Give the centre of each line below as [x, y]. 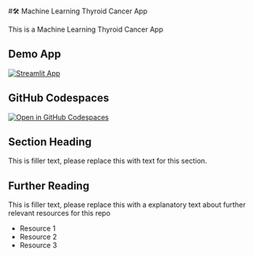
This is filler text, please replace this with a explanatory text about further [127, 205]
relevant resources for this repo [59, 213]
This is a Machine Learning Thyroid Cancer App [86, 29]
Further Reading [49, 185]
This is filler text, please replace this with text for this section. [108, 161]
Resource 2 [38, 237]
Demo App [35, 54]
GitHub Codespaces [59, 98]
